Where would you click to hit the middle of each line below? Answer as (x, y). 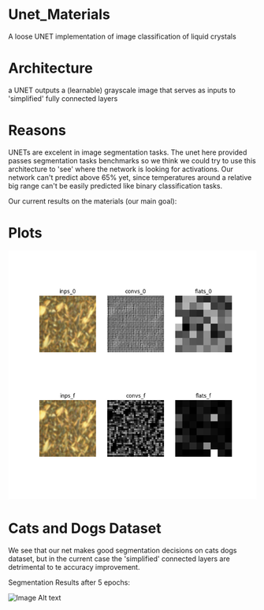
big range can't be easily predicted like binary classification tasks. (115, 185)
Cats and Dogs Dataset (85, 528)
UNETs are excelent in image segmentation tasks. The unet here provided (128, 152)
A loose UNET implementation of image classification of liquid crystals (122, 36)
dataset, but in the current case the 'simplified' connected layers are (119, 559)
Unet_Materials (59, 15)
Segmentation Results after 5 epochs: (69, 582)
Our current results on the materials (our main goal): (93, 201)
